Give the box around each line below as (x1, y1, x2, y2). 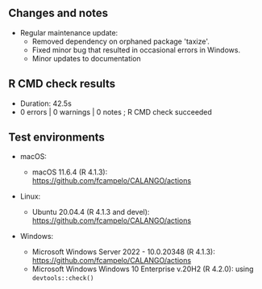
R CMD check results (8, 77, 116, 91)
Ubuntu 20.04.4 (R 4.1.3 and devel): (31, 207, 150, 217)
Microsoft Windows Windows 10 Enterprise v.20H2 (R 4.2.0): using (31, 264, 254, 274)
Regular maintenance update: (19, 27, 119, 37)
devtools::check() (31, 274, 94, 283)
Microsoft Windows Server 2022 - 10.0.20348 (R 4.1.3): (31, 247, 215, 257)
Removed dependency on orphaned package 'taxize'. (31, 36, 210, 46)
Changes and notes (8, 6, 109, 20)
